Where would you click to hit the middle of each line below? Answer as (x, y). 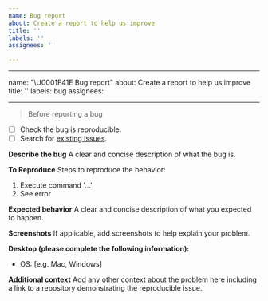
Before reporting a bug (65, 114)
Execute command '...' (56, 185)
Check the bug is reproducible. (71, 129)
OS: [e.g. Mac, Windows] (61, 264)
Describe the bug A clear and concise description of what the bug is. (122, 154)
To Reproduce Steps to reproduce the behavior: (87, 170)
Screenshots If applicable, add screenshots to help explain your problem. (129, 233)
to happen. (26, 218)
